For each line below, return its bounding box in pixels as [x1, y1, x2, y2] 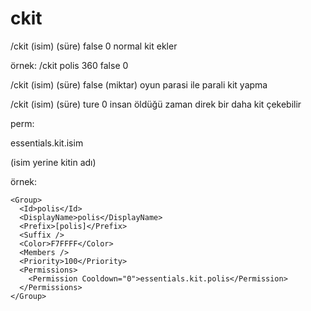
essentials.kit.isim [10, 137, 84, 149]
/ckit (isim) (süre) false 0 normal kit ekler [10, 40, 178, 52]
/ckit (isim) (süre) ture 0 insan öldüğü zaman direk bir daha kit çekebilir [10, 98, 302, 110]
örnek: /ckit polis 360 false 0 [10, 59, 129, 71]
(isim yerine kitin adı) [10, 156, 97, 168]
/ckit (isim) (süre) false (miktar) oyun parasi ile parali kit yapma [10, 78, 268, 91]
